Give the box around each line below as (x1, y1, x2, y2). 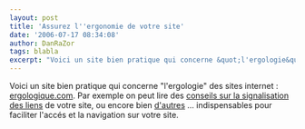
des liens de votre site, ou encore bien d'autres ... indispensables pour (9, 100, 272, 110)
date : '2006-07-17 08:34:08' (9, 30, 120, 39)
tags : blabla (9, 47, 59, 56)
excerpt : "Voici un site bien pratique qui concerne (9, 55, 213, 64)
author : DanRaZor (9, 38, 75, 48)
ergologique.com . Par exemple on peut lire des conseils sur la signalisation (9, 90, 289, 101)
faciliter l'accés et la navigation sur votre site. (9, 110, 179, 120)
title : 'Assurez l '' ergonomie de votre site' (9, 22, 184, 31)
